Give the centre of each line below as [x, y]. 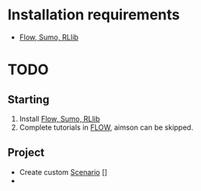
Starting [29, 100]
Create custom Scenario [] [63, 172]
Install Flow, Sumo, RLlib [59, 118]
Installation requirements [94, 15]
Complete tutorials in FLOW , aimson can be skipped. [106, 127]
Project [26, 153]
